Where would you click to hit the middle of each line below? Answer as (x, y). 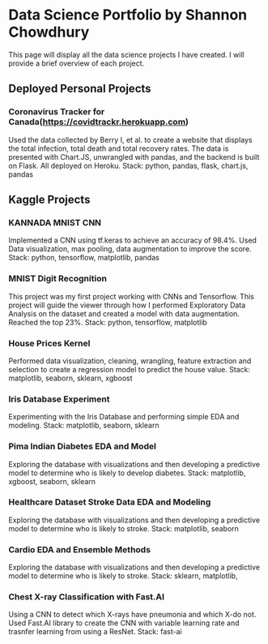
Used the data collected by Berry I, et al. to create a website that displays (130, 140)
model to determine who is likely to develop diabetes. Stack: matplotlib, (127, 473)
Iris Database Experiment (59, 399)
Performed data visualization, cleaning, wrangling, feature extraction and (130, 361)
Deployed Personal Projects (80, 89)
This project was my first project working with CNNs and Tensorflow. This (132, 296)
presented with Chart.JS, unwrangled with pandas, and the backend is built (134, 157)
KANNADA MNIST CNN (55, 222)
